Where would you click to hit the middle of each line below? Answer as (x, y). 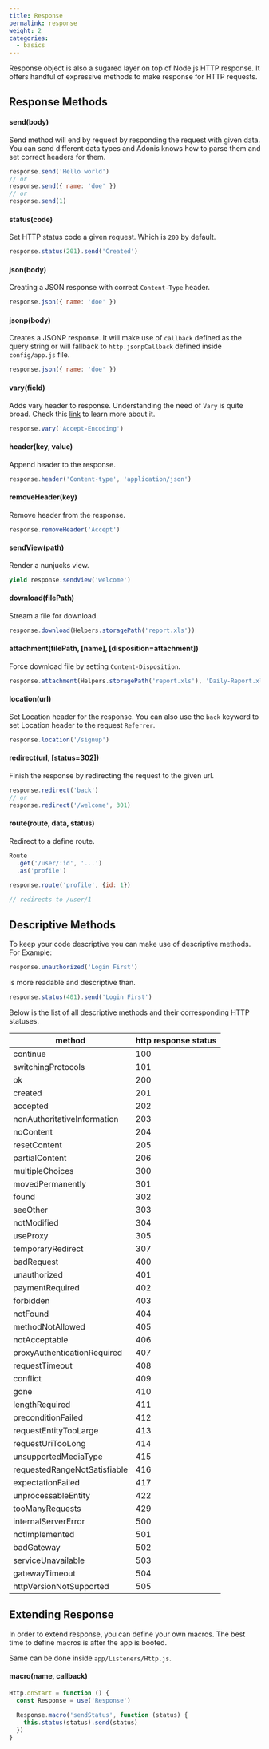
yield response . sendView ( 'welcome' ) (70, 580)
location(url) (30, 699)
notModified (36, 1222)
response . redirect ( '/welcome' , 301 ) (70, 805)
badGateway (37, 1547)
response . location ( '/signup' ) (59, 740)
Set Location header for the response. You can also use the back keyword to (134, 717)
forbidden (32, 1301)
